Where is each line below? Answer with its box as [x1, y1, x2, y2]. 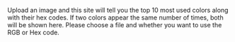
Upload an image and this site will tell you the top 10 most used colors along [7, 6, 229, 14]
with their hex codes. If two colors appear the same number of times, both [7, 13, 224, 22]
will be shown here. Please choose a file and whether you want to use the [7, 21, 222, 29]
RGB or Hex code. [7, 28, 60, 36]
